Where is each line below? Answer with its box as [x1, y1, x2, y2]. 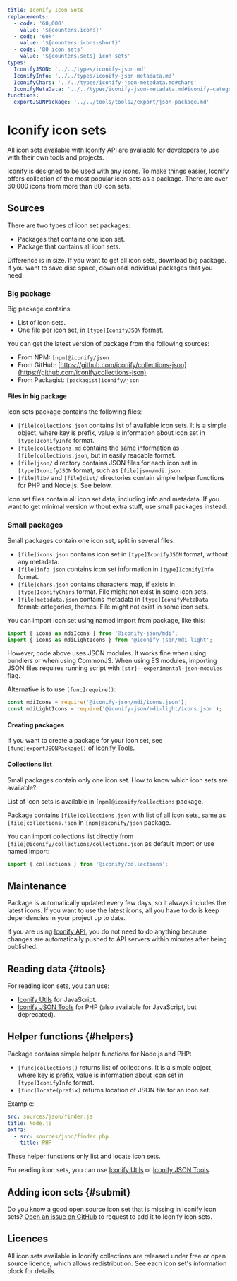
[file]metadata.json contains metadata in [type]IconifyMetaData [17, 595, 209, 603]
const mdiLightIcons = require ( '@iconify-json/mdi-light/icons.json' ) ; [7, 705, 222, 713]
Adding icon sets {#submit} [7, 1186, 132, 1198]
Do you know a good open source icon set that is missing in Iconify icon [7, 1205, 217, 1214]
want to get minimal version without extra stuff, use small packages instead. [7, 502, 228, 511]
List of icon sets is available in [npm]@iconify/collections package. [7, 797, 204, 805]
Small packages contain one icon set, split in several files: [7, 536, 175, 544]
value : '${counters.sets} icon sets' [20, 53, 131, 60]
